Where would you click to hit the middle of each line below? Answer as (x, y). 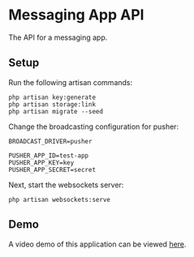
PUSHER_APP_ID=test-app (49, 156)
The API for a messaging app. (58, 37)
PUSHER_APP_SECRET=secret (52, 169)
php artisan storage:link (52, 104)
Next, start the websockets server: (66, 185)
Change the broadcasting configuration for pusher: (94, 126)
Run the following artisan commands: (71, 82)
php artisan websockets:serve (60, 199)
